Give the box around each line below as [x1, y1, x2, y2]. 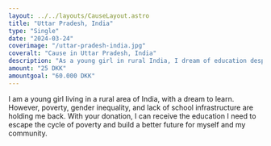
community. [8, 128, 48, 138]
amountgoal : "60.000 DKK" [8, 72, 95, 80]
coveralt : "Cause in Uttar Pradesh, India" [8, 49, 157, 57]
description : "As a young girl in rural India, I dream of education [8, 57, 248, 65]
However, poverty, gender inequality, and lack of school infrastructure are [8, 102, 254, 112]
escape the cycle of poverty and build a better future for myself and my [8, 119, 246, 129]
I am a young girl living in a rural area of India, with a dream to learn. [8, 94, 235, 103]
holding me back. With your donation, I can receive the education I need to [8, 111, 256, 121]
